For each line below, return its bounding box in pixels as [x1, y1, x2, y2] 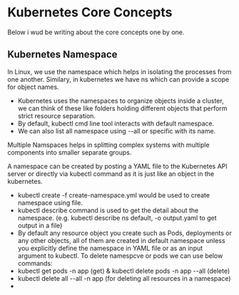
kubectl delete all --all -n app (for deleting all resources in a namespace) [17, 274, 231, 282]
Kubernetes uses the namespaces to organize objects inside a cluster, [17, 96, 224, 105]
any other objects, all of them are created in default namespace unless [17, 236, 226, 244]
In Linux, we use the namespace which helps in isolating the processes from [7, 67, 232, 76]
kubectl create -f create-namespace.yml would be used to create [17, 190, 210, 200]
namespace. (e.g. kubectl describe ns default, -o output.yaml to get [17, 213, 217, 222]
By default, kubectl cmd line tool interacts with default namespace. [17, 119, 215, 128]
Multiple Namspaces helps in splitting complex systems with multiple [7, 140, 210, 149]
